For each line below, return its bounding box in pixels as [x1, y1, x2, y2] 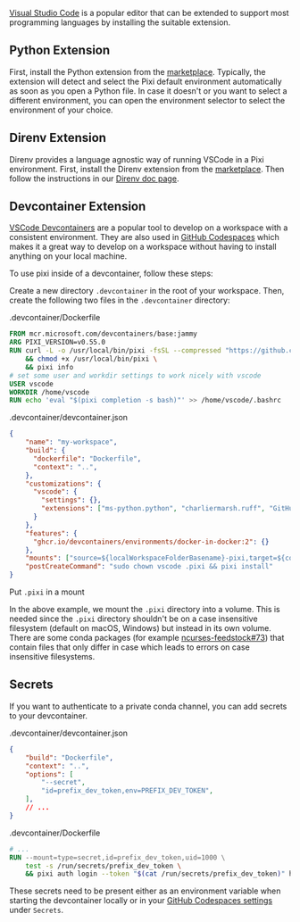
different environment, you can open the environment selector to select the [9, 95, 286, 105]
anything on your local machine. [9, 251, 128, 262]
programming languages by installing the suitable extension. [9, 17, 231, 28]
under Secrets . [9, 905, 64, 916]
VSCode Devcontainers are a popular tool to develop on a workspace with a [9, 222, 288, 233]
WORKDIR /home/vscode [9, 387, 90, 396]
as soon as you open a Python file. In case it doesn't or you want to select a [9, 85, 287, 96]
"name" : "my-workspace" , [25, 437, 118, 447]
